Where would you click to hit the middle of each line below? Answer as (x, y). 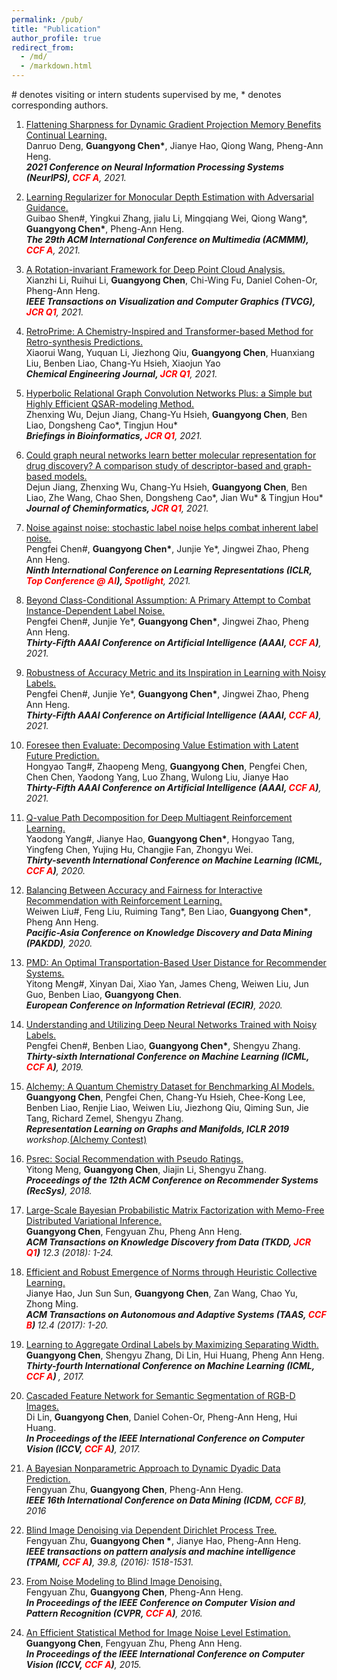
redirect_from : (43, 47)
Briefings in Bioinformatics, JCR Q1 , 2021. (114, 435)
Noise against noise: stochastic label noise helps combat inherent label (172, 527)
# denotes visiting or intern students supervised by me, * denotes (146, 94)
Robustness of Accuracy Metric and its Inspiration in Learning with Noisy (175, 672)
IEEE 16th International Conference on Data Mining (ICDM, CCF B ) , (166, 1500)
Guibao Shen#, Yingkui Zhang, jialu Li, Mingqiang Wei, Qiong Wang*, (166, 218)
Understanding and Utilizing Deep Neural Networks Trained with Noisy (171, 1024)
